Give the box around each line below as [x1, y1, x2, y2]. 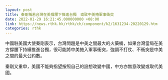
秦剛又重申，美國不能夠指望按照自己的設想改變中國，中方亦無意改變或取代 [5, 63, 158, 69]
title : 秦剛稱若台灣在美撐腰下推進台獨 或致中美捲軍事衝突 [5, 12, 114, 17]
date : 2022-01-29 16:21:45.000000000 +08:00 [5, 16, 99, 21]
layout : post [5, 7, 32, 12]
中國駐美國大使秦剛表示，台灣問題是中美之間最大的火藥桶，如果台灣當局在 [5, 40, 158, 46]
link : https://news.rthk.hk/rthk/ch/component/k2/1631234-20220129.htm [5, 21, 157, 26]
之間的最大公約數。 [5, 53, 45, 59]
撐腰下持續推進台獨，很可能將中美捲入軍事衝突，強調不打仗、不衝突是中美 [9, 46, 163, 52]
